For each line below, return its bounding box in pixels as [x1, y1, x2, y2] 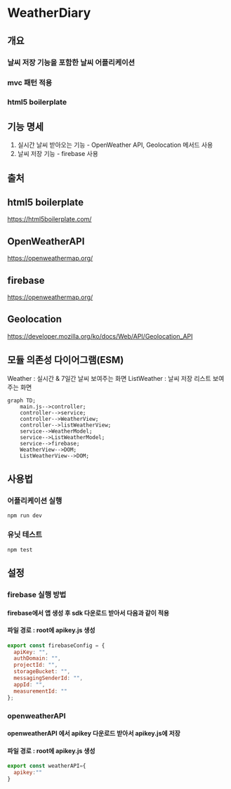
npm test [7, 546, 33, 553]
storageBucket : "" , [13, 668, 71, 675]
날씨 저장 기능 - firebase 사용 [17, 150, 98, 158]
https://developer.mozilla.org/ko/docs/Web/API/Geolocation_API [7, 332, 193, 340]
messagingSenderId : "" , [13, 674, 83, 682]
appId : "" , [13, 681, 46, 688]
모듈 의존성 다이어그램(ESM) [7, 354, 124, 366]
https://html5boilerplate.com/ [7, 215, 92, 223]
